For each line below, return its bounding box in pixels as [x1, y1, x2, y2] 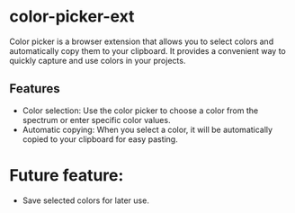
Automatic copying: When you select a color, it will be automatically [22, 124, 273, 135]
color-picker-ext [9, 6, 135, 27]
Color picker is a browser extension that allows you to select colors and [9, 36, 274, 47]
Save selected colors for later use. [22, 195, 150, 206]
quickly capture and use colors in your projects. [9, 55, 186, 66]
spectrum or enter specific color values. [22, 114, 171, 125]
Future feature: [9, 164, 124, 185]
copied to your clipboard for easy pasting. [22, 133, 178, 145]
